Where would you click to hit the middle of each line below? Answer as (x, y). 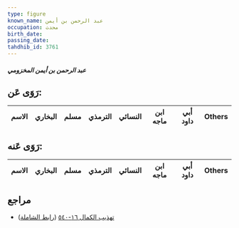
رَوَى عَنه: (25, 146)
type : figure (27, 14)
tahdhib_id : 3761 (33, 47)
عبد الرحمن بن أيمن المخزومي (47, 70)
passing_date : (28, 41)
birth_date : (25, 34)
